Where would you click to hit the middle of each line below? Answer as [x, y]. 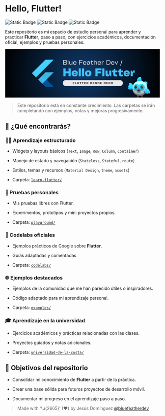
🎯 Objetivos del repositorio [47, 368]
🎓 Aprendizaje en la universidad [45, 320]
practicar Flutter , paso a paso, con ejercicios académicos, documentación [81, 37]
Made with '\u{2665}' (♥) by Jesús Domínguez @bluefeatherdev [83, 408]
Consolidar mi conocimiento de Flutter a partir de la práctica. [74, 380]
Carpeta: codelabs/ [32, 265]
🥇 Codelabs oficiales [30, 235]
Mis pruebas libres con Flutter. [43, 203]
